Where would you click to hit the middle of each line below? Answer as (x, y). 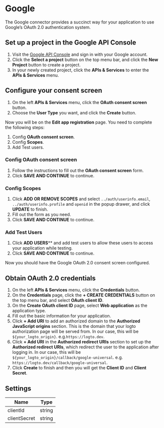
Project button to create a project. (46, 64)
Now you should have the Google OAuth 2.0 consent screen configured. (78, 263)
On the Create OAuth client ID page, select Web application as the (80, 305)
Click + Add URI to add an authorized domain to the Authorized (76, 321)
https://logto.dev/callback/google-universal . (60, 363)
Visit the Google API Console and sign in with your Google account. (80, 54)
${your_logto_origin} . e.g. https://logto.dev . (58, 337)
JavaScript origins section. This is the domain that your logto (74, 326)
